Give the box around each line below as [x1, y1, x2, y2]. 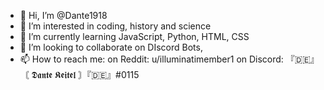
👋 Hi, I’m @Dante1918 [19, 10, 108, 21]
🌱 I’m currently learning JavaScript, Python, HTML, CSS [19, 31, 250, 42]
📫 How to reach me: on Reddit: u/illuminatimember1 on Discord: [19, 53, 284, 65]
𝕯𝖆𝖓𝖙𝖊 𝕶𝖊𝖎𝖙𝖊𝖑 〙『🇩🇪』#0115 [31, 69, 140, 80]
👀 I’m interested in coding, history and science [19, 20, 212, 32]
